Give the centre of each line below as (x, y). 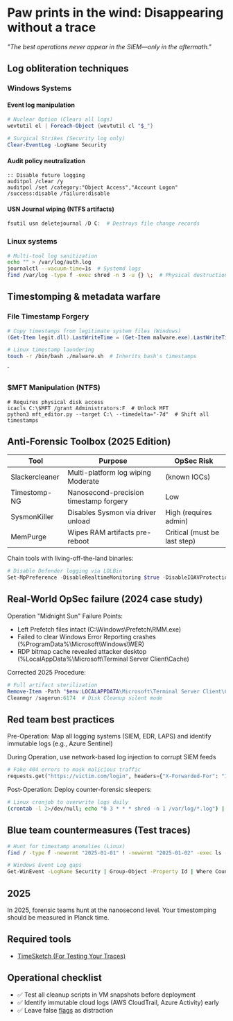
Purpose (113, 461)
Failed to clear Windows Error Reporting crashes (86, 636)
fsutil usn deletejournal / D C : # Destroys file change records (103, 223)
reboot (78, 541)
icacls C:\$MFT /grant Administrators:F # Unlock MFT (88, 408)
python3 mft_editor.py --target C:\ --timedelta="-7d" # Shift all (108, 414)
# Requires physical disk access (55, 402)
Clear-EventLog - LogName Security (57, 145)
